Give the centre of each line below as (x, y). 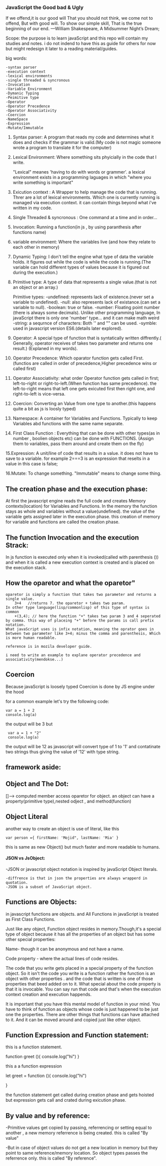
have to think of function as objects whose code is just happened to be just (82, 1009)
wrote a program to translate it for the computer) (62, 148)
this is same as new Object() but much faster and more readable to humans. (83, 847)
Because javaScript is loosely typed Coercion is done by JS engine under (80, 686)
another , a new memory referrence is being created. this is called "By (77, 1133)
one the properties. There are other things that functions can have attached (83, 1014)
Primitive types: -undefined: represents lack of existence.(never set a (83, 297)
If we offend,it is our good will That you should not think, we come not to (79, 18)
